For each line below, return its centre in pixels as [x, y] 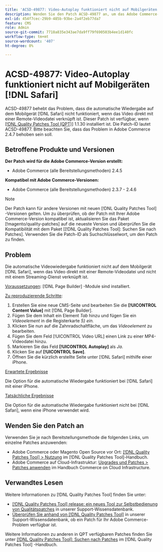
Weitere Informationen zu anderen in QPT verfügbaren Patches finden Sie [79, 534]
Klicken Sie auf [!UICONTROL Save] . [49, 352]
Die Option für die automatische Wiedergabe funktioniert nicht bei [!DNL [77, 405]
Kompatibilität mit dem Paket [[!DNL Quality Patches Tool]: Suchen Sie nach [81, 229]
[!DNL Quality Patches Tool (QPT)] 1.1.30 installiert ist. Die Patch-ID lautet [78, 124]
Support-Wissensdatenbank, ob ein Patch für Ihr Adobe [68, 519]
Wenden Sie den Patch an [44, 426]
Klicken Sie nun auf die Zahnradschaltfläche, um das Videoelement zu [82, 326]
